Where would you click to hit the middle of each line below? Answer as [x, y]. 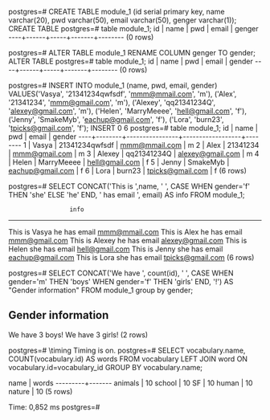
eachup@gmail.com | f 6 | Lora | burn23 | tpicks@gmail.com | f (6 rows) [128, 171]
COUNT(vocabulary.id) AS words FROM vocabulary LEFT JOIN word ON [128, 359]
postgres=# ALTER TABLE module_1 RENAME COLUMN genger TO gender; [132, 53]
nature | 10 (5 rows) [41, 391]
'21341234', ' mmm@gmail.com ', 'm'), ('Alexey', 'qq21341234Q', [112, 102]
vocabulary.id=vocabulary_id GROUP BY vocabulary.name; [106, 367]
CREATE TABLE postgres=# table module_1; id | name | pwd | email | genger [133, 29]
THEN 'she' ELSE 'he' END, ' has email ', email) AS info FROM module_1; [127, 195]
